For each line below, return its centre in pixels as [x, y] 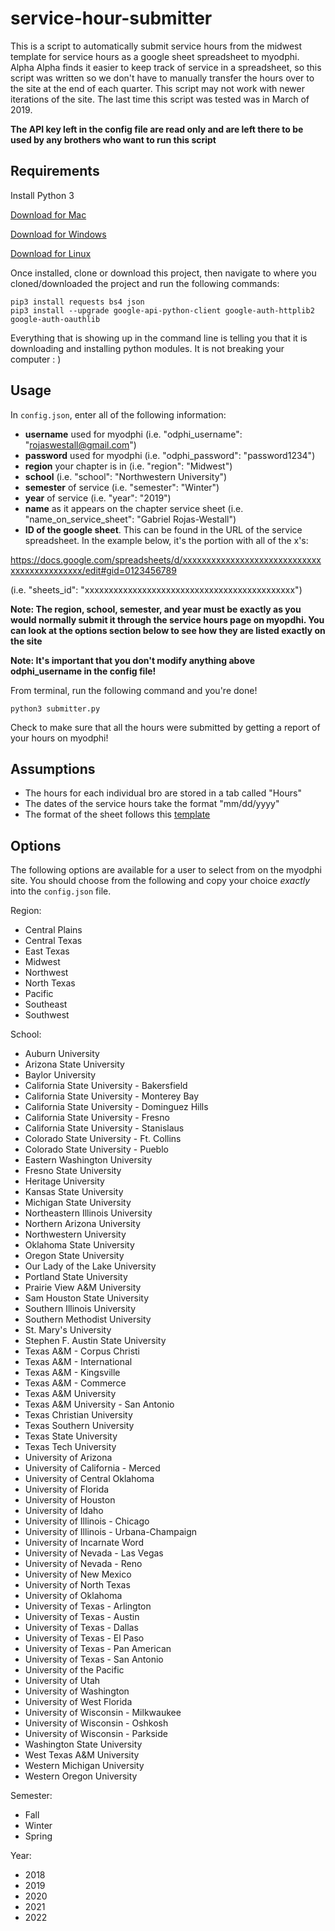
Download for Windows [58, 234]
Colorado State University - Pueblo [96, 1149]
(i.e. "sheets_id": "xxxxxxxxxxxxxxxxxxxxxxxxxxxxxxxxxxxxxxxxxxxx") [156, 589]
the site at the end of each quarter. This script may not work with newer [158, 88]
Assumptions [53, 768]
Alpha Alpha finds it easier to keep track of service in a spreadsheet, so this [166, 67]
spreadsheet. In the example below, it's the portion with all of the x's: [166, 540]
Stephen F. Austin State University [95, 1341]
